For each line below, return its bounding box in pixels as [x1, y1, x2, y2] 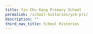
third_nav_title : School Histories [5, 21, 79, 26]
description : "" [5, 16, 39, 21]
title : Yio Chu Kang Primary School [5, 7, 81, 12]
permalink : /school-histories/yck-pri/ [5, 12, 88, 17]
